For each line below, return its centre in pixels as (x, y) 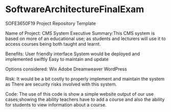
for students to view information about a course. (56, 104)
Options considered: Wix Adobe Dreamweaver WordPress (66, 69)
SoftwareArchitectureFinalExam (75, 9)
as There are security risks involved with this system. (61, 84)
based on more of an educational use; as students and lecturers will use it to (86, 39)
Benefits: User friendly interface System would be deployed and (73, 54)
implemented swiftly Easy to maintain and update (57, 59)
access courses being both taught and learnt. (53, 44)
